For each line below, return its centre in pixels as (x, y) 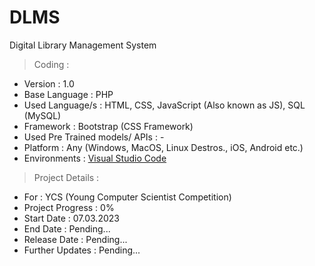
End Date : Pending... (67, 228)
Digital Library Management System (83, 45)
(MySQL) (42, 115)
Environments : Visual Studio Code (95, 158)
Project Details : (66, 177)
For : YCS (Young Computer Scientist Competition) (127, 197)
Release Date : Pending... (75, 239)
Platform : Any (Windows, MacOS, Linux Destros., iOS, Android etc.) (163, 147)
